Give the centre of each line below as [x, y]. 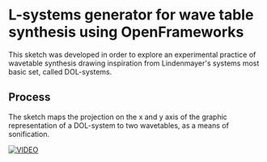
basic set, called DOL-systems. [60, 71]
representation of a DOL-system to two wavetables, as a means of [119, 125]
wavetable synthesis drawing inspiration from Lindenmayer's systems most [134, 63]
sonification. [29, 134]
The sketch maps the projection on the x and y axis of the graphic [118, 117]
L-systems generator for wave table [131, 15]
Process [30, 98]
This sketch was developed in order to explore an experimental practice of [132, 54]
